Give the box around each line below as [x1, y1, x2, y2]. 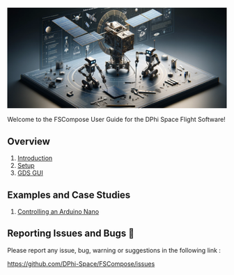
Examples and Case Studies [7, 189, 131, 201]
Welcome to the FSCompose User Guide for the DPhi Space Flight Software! [7, 116, 226, 124]
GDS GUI [17, 168, 43, 178]
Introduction [17, 154, 53, 162]
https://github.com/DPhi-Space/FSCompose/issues [7, 259, 155, 268]
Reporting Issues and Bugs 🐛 [7, 228, 134, 239]
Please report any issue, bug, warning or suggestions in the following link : [7, 246, 221, 254]
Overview [7, 135, 51, 147]
